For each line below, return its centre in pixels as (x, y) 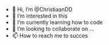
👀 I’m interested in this (40, 16)
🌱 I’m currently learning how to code (57, 22)
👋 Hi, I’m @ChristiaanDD (42, 9)
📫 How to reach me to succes (50, 36)
